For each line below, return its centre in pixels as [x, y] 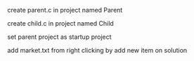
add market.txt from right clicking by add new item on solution [97, 50]
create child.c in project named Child [60, 23]
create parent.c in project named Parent [65, 10]
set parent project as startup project [59, 37]
